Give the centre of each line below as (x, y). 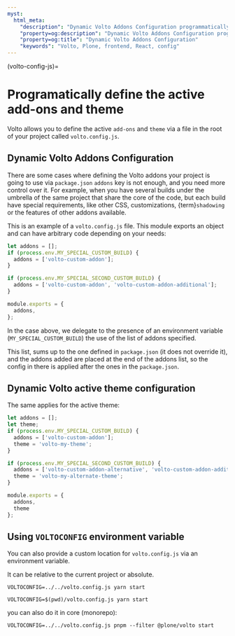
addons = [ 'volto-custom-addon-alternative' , (81, 470)
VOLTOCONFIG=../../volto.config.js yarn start (76, 588)
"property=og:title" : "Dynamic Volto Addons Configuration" (109, 40)
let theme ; (23, 424)
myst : (15, 14)
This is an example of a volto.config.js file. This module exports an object (116, 226)
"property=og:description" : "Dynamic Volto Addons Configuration (117, 33)
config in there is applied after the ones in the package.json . (93, 366)
